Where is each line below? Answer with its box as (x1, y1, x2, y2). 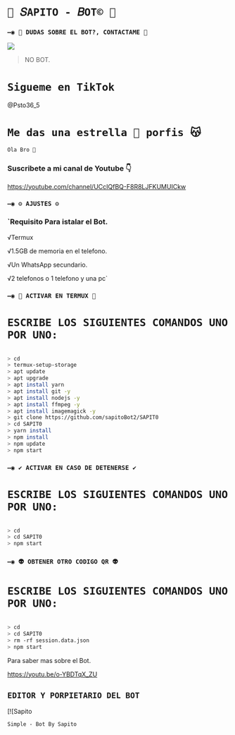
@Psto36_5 (7, 101, 40, 109)
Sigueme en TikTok (7, 80, 115, 94)
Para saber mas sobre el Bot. (7, 656, 91, 664)
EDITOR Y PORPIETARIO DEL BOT (7, 690, 140, 700)
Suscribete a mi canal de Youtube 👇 (7, 164, 132, 174)
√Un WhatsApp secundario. (7, 260, 88, 269)
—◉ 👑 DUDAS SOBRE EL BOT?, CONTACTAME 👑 (7, 28, 148, 37)
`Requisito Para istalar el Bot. (7, 217, 108, 227)
